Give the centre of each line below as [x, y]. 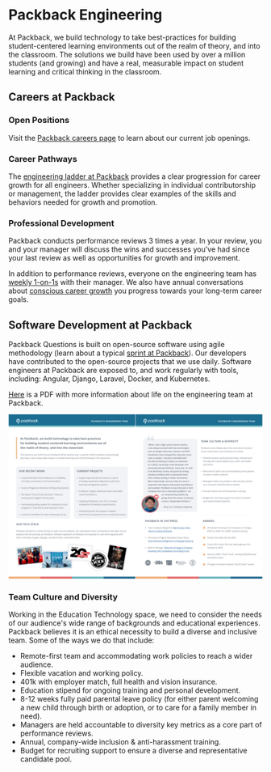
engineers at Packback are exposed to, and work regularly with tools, [124, 371]
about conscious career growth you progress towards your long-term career [135, 291]
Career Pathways [43, 159]
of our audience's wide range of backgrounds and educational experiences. [134, 623]
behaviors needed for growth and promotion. [83, 202]
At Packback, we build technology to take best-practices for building [122, 37]
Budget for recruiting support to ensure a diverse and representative [133, 751]
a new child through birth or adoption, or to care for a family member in [138, 708]
